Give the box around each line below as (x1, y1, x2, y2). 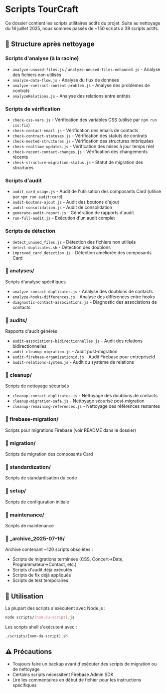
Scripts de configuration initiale (5, 499, 70, 505)
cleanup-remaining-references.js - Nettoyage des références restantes (12, 403, 161, 409)
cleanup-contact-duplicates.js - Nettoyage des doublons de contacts (12, 393, 158, 399)
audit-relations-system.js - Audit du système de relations (12, 359, 135, 365)
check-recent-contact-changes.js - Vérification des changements (12, 149, 148, 155)
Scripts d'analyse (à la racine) (5, 55, 79, 62)
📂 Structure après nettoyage (5, 40, 95, 49)
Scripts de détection (5, 228, 56, 235)
